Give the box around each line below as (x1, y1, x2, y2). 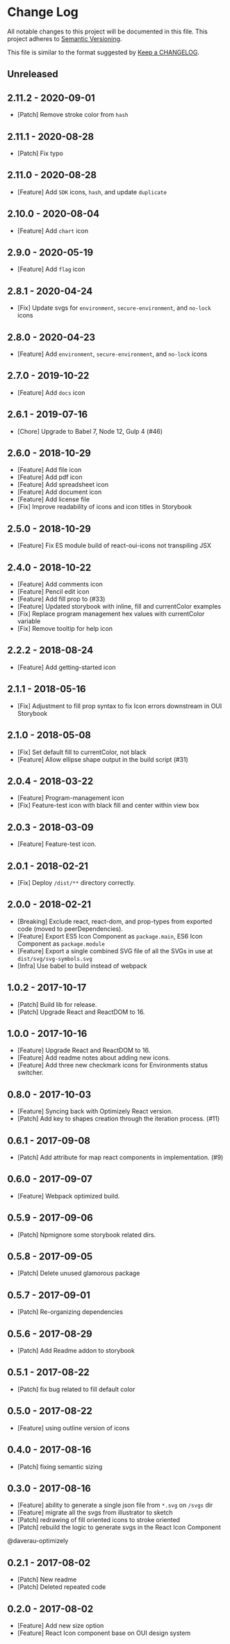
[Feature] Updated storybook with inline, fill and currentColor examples (17, 602, 221, 611)
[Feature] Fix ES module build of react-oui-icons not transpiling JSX (17, 541, 212, 550)
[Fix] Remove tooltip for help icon (17, 625, 113, 633)
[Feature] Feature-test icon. (17, 840, 97, 848)
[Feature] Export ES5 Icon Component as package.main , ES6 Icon (17, 932, 203, 940)
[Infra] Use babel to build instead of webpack (17, 962, 147, 970)
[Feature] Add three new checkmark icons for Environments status (17, 1061, 208, 1070)
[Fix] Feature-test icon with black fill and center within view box (17, 801, 199, 810)
